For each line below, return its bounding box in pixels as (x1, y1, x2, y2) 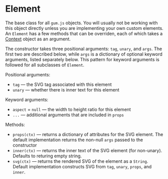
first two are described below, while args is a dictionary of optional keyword (5, 51, 163, 57)
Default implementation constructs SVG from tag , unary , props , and (12, 163, 152, 169)
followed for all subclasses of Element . (5, 62, 85, 68)
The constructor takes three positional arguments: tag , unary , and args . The (5, 46, 162, 52)
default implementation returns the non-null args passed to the (12, 137, 143, 143)
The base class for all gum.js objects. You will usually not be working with (5, 20, 158, 26)
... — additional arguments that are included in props (12, 112, 124, 118)
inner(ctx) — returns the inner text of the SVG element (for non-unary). (12, 147, 162, 153)
